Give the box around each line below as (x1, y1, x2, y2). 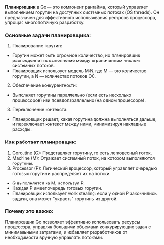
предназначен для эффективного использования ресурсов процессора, (5, 15, 157, 20)
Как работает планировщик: (5, 139, 77, 145)
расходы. (12, 126, 32, 132)
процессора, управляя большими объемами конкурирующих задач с (5, 224, 151, 230)
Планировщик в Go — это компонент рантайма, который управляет (5, 4, 148, 10)
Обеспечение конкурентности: (12, 82, 77, 88)
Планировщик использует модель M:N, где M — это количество (12, 68, 147, 74)
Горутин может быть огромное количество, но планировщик (12, 52, 141, 58)
